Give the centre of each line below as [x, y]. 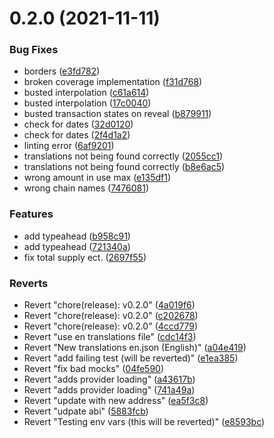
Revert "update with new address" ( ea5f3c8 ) [116, 401]
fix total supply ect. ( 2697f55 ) [85, 257]
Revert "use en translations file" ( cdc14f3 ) [110, 337]
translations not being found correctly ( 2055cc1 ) [123, 156]
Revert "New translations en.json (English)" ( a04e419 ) [135, 348]
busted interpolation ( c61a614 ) [86, 93]
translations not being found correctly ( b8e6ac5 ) [124, 167]
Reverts [29, 283]
